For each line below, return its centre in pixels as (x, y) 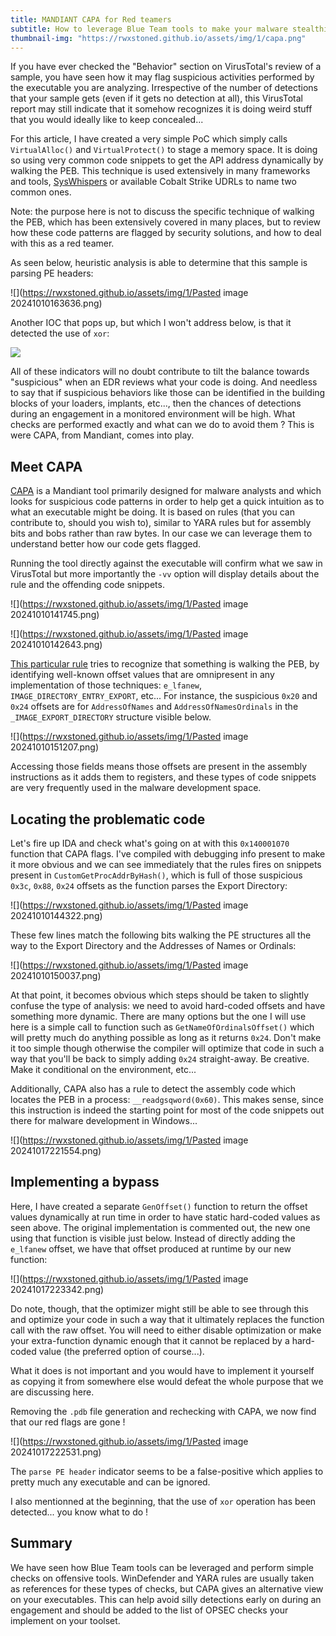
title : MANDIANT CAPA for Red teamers (91, 19)
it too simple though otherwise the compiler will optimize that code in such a (167, 1048)
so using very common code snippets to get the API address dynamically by (167, 160)
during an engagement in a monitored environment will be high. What (153, 414)
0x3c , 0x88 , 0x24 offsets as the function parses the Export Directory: (149, 885)
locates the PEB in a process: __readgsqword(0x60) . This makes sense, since (167, 1099)
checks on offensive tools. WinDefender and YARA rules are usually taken (162, 1578)
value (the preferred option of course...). (121, 1351)
